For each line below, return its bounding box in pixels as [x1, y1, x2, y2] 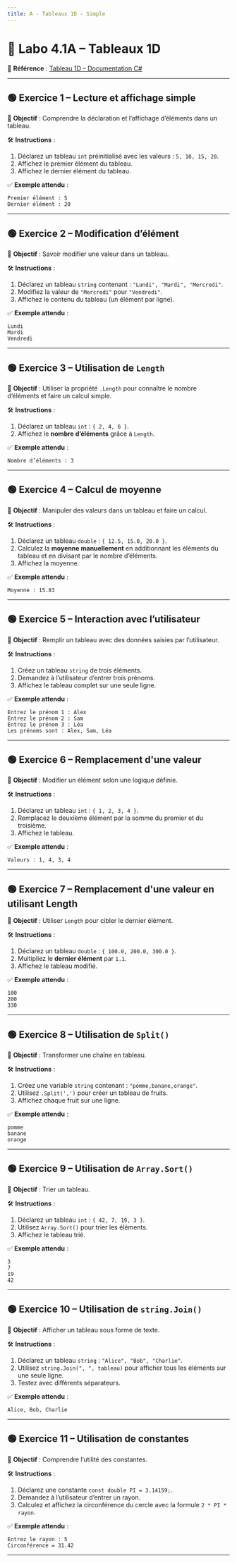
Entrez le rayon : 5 [7, 1536, 68, 1543]
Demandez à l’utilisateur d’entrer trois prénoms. [17, 673, 155, 682]
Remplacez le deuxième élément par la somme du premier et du [17, 814, 203, 822]
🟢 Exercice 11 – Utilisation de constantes [7, 1433, 189, 1445]
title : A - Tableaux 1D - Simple [7, 10, 106, 18]
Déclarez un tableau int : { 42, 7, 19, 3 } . [17, 1215, 145, 1224]
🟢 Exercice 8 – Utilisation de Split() [7, 1029, 170, 1041]
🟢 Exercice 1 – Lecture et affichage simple [7, 92, 196, 104]
